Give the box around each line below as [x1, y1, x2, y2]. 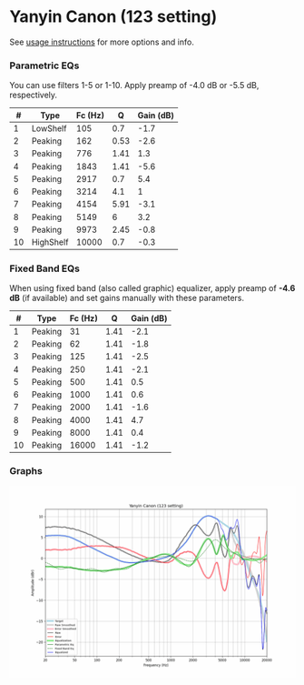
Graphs [9, 465, 43, 478]
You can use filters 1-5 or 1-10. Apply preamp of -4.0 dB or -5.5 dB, [9, 80, 260, 91]
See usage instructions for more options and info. [9, 36, 195, 47]
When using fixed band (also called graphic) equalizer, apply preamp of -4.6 [9, 283, 296, 294]
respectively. [9, 89, 57, 101]
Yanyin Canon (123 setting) [9, 6, 218, 27]
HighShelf [31, 237, 69, 247]
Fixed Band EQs [9, 262, 80, 275]
